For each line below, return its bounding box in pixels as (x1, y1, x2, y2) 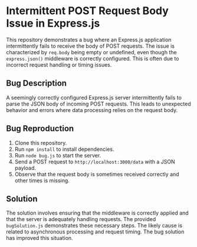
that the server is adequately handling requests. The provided (6, 216, 156, 223)
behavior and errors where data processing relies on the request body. (6, 106, 178, 113)
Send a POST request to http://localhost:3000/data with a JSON (14, 158, 175, 165)
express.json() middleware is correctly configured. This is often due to (6, 55, 179, 62)
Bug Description (6, 78, 67, 88)
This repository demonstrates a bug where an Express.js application (6, 36, 172, 43)
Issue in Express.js (6, 17, 100, 30)
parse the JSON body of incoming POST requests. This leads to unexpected (6, 100, 192, 107)
